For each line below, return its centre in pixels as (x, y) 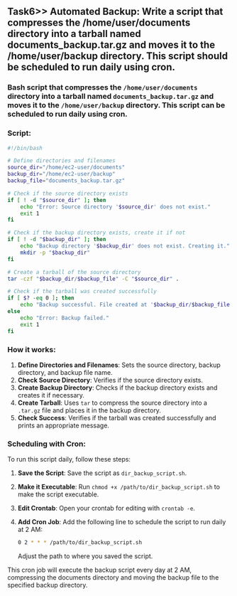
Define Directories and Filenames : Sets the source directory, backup (119, 365)
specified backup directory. (48, 585)
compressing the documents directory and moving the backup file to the (113, 578)
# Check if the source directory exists (68, 193)
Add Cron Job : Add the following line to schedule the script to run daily (122, 522)
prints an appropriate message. (64, 425)
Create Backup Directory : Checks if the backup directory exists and (117, 388)
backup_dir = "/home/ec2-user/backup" (61, 174)
